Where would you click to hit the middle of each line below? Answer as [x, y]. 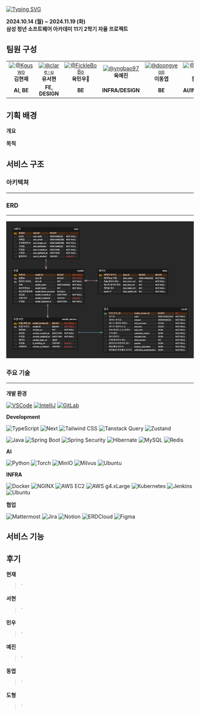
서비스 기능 [25, 537]
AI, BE [21, 90]
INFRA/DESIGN [121, 90]
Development [23, 417]
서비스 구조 [25, 164]
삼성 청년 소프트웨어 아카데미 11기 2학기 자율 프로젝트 [67, 29]
